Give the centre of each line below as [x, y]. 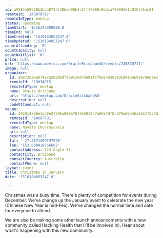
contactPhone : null [29, 164]
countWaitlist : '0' [25, 55]
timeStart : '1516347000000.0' [36, 28]
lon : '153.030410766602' [35, 146]
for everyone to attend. [28, 211]
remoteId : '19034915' [31, 82]
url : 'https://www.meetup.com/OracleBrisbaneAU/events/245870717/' [75, 64]
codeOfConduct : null [30, 105]
